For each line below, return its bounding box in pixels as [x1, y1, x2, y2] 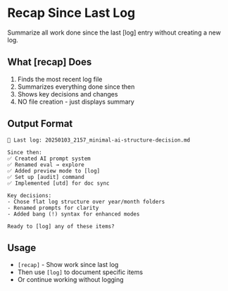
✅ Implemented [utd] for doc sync [7, 180, 110, 187]
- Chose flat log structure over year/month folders [7, 198, 165, 205]
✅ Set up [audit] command [7, 173, 84, 180]
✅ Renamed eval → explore [7, 161, 84, 168]
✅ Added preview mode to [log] [7, 167, 101, 174]
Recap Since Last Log [7, 5, 136, 21]
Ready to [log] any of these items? [7, 223, 115, 230]
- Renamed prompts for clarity [7, 204, 99, 211]
